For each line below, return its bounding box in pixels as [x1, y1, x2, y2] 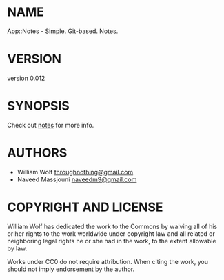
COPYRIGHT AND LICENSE [7, 199, 163, 214]
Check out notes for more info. [7, 121, 94, 129]
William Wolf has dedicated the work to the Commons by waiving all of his [7, 222, 218, 230]
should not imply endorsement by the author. [7, 265, 135, 273]
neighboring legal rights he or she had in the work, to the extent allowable [7, 237, 216, 245]
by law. [7, 244, 28, 252]
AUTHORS [7, 146, 68, 161]
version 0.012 [7, 74, 45, 82]
